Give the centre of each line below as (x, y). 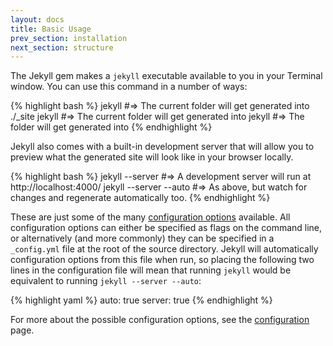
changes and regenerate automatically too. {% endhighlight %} (140, 198)
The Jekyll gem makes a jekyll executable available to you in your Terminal (166, 76)
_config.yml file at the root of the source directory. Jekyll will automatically (164, 249)
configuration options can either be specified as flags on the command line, (166, 228)
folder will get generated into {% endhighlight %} (111, 127)
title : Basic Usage (51, 29)
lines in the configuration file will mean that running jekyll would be (151, 270)
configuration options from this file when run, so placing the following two (162, 260)
